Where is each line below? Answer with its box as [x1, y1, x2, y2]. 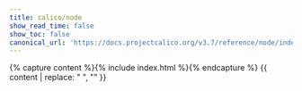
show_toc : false [9, 29, 70, 38]
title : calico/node [9, 12, 83, 22]
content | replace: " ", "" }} [9, 72, 107, 83]
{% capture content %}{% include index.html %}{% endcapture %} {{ [9, 62, 268, 73]
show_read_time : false [9, 21, 94, 30]
